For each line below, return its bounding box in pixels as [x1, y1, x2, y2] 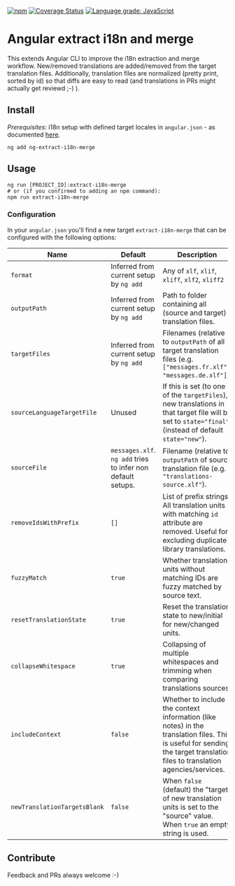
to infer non [111, 463, 149, 472]
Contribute [7, 852, 56, 864]
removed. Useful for [162, 526, 229, 536]
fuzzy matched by [162, 582, 222, 591]
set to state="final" [162, 416, 229, 426]
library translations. [162, 544, 226, 554]
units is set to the [162, 802, 219, 812]
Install [7, 104, 35, 116]
